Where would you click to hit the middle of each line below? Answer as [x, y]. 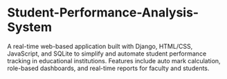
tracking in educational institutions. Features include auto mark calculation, [114, 60]
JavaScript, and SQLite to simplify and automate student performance [107, 54]
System [30, 27]
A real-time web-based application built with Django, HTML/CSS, [100, 46]
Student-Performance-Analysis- [103, 13]
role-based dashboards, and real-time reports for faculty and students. [108, 68]
